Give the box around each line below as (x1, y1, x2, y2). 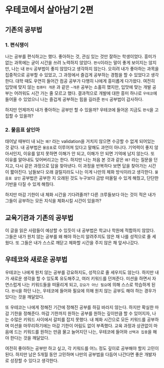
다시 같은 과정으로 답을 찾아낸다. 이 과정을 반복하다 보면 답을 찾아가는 (15, 163, 147, 169)
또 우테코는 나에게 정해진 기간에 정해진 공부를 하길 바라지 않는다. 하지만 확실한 (5, 304, 154, 310)
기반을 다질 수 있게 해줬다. (5, 181, 55, 187)
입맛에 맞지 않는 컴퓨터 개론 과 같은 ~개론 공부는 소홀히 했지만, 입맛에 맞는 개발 (5, 84, 152, 90)
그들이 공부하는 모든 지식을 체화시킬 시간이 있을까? (5, 198, 102, 204)
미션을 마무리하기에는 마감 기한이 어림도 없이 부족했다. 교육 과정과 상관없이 (10, 322, 153, 328)
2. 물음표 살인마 (5, 126, 40, 133)
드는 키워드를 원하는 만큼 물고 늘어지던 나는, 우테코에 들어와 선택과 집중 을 (14, 329, 152, 335)
